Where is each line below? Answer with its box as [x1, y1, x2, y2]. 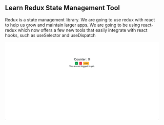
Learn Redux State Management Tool [5, 4, 120, 12]
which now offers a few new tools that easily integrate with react [18, 27, 148, 33]
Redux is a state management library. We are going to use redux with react [5, 17, 155, 22]
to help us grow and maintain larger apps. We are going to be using [5, 22, 140, 28]
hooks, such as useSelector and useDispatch [5, 32, 96, 38]
